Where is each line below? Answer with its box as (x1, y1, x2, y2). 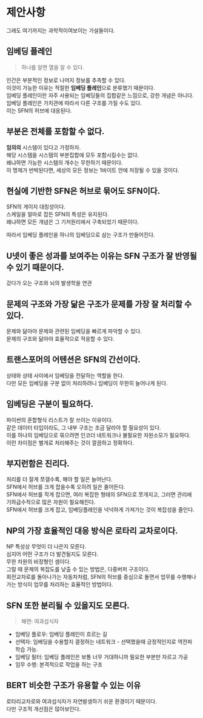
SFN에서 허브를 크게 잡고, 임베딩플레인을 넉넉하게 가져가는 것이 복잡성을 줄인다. (6, 506, 195, 513)
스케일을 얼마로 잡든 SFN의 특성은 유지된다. (6, 211, 109, 218)
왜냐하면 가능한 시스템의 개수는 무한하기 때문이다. (6, 159, 123, 166)
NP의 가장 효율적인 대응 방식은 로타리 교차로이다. (6, 525, 178, 536)
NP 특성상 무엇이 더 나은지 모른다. (6, 543, 87, 550)
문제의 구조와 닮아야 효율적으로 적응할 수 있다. (6, 335, 115, 342)
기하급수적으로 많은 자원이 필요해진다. (6, 499, 96, 506)
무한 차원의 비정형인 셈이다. (6, 558, 72, 566)
